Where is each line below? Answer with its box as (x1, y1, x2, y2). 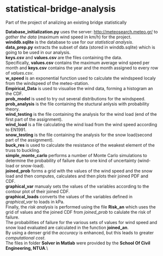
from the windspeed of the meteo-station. (5, 80, 89, 86)
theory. (5, 106, 20, 112)
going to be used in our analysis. (5, 49, 71, 55)
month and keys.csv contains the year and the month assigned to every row (5, 64, 158, 71)
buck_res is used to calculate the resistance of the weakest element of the (5, 142, 155, 148)
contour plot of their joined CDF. (5, 188, 70, 194)
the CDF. (5, 91, 23, 96)
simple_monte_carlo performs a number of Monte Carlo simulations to (5, 152, 147, 158)
